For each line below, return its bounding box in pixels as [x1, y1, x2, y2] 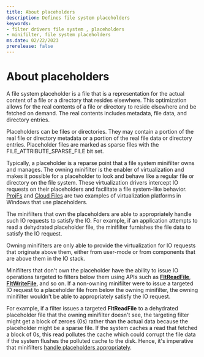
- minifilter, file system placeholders [6, 32, 111, 38]
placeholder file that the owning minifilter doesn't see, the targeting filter [6, 311, 189, 318]
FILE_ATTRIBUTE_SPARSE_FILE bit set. [6, 147, 104, 155]
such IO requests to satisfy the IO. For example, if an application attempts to [6, 217, 198, 224]
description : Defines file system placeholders [6, 15, 130, 21]
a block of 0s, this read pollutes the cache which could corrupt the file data [6, 331, 196, 338]
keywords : [6, 20, 32, 26]
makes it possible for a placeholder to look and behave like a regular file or [6, 172, 195, 180]
